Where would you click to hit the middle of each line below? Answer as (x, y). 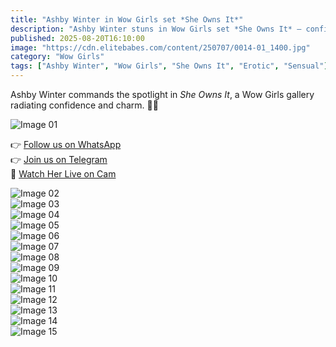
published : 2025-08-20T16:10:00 (77, 38)
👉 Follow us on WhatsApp (66, 144)
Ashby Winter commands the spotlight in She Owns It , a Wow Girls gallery (162, 94)
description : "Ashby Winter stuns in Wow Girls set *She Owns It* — (156, 29)
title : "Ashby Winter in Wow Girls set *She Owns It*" (127, 19)
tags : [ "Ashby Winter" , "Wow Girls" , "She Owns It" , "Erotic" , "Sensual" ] (169, 66)
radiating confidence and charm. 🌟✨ (84, 105)
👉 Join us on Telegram (59, 159)
